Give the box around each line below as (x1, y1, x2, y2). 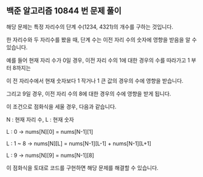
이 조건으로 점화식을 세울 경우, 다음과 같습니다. (6, 103, 117, 110)
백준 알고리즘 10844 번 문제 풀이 (6, 5, 122, 16)
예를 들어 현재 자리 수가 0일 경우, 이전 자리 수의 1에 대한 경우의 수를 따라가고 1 (6, 57, 190, 64)
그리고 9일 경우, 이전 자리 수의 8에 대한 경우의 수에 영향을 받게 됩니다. (6, 90, 171, 97)
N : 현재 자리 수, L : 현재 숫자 (6, 116, 74, 123)
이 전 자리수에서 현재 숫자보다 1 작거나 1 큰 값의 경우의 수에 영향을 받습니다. (6, 77, 184, 84)
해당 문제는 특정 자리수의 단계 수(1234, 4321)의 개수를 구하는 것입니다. (6, 23, 174, 30)
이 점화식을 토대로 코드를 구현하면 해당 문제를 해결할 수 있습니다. (6, 164, 159, 172)
